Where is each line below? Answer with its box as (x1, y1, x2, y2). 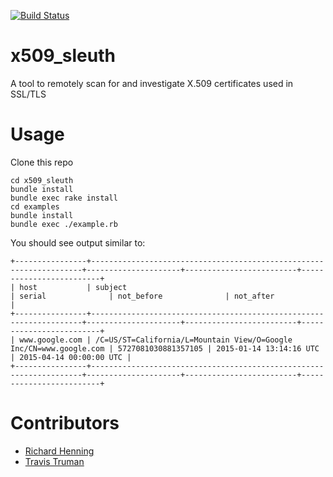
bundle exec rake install (10, 193, 118, 203)
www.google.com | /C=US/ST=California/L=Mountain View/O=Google (19, 335, 293, 345)
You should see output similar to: (10, 236, 146, 249)
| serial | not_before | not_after (10, 291, 275, 301)
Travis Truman (24, 455, 85, 467)
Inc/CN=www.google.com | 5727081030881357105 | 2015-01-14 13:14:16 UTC (10, 343, 320, 354)
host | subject (19, 282, 128, 292)
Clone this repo (10, 156, 74, 168)
